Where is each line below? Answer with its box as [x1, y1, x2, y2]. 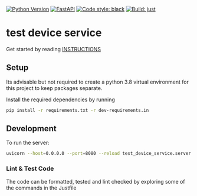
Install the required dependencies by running [6, 96, 115, 103]
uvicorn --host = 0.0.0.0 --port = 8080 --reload [6, 151, 120, 157]
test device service [6, 26, 102, 39]
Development [6, 124, 57, 134]
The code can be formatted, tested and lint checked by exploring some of [6, 178, 185, 185]
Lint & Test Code [6, 165, 54, 173]
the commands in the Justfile [6, 184, 77, 191]
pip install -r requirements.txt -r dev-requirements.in [6, 107, 149, 113]
